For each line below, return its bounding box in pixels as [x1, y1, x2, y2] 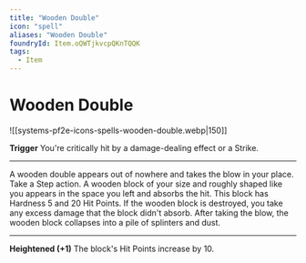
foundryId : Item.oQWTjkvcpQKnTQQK [9, 38, 141, 48]
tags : [9, 47, 30, 56]
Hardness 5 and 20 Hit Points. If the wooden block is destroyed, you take [9, 197, 284, 208]
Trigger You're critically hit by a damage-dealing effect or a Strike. [9, 142, 260, 153]
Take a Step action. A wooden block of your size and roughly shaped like [9, 178, 283, 189]
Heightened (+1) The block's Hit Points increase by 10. [9, 243, 215, 254]
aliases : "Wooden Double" [9, 30, 107, 39]
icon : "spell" [9, 22, 64, 31]
